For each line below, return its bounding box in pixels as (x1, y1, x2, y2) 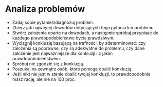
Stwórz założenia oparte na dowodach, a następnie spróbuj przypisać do (12, 30, 159, 35)
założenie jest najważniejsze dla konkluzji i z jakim (12, 50, 113, 56)
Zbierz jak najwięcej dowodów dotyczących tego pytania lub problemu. (12, 24, 155, 30)
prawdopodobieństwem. (12, 55, 61, 61)
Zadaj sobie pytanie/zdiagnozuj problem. (12, 19, 94, 25)
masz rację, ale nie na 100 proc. (12, 76, 76, 82)
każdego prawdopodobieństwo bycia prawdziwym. (12, 35, 115, 41)
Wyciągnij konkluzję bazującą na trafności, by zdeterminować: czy (12, 40, 146, 46)
